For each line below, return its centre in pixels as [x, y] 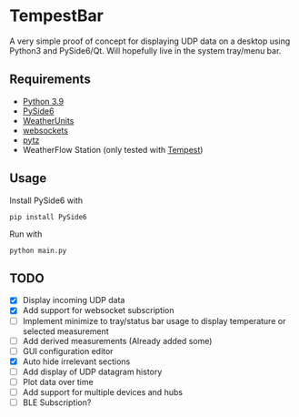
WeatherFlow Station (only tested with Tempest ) [113, 149]
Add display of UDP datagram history [92, 371]
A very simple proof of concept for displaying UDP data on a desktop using [150, 41]
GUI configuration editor [68, 351]
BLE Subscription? [57, 402]
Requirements [50, 80]
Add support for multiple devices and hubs [103, 392]
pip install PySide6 [49, 217]
